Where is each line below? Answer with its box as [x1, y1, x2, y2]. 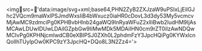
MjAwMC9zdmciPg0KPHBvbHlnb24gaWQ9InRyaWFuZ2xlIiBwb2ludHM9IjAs [6, 19, 197, 25]
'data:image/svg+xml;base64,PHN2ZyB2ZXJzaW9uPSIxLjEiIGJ [37, 6, 195, 13]
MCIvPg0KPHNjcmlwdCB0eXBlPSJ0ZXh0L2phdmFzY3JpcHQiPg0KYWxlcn [6, 32, 196, 39]
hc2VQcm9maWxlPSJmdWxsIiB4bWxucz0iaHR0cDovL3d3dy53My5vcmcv [6, 12, 194, 19]
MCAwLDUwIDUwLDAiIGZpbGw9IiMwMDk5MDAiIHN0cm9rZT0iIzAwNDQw [6, 25, 195, 32]
